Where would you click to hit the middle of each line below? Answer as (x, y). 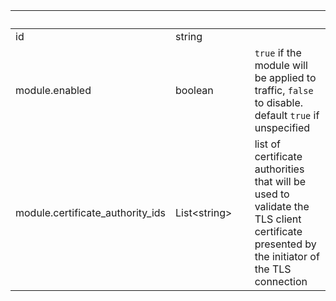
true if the (278, 52)
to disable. (279, 102)
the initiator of (287, 256)
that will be (280, 181)
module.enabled (53, 90)
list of (267, 144)
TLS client (278, 219)
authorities (279, 169)
